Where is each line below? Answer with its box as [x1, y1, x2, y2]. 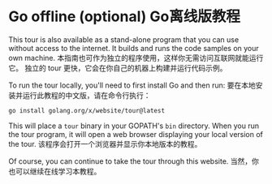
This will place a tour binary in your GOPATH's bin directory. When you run [8, 121, 260, 131]
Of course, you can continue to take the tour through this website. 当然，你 [8, 156, 260, 166]
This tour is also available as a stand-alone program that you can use [8, 34, 240, 45]
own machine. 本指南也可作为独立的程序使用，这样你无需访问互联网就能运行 [8, 53, 264, 62]
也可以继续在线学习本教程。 [8, 166, 101, 176]
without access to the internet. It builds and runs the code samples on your [8, 43, 260, 53]
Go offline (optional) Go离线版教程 [8, 7, 241, 26]
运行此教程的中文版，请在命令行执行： [22, 90, 151, 100]
